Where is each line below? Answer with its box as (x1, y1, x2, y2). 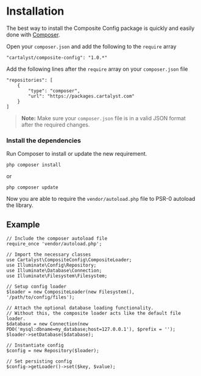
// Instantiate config (6, 342, 64, 349)
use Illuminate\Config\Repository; (6, 262, 97, 269)
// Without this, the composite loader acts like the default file (6, 310, 182, 317)
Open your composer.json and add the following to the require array (6, 43, 177, 50)
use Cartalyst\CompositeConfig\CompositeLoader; (6, 257, 132, 263)
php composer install (6, 162, 62, 168)
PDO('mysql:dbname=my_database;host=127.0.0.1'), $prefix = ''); (6, 327, 175, 333)
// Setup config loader (6, 284, 67, 290)
